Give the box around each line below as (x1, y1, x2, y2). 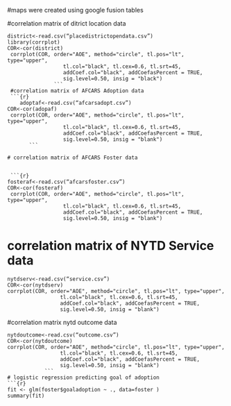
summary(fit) (7, 392, 45, 399)
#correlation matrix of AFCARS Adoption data (10, 87, 144, 94)
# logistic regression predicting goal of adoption (7, 374, 160, 381)
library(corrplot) (7, 39, 60, 46)
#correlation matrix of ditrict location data (7, 19, 126, 27)
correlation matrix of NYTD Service (7, 238, 214, 254)
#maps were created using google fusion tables (7, 6, 144, 14)
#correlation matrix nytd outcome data (7, 318, 117, 326)
